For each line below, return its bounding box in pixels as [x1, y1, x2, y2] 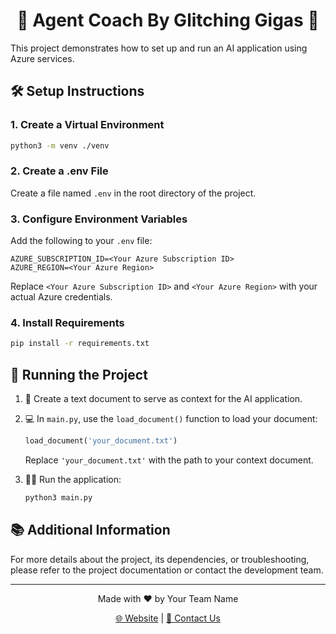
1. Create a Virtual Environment [10, 118, 165, 132]
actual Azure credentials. [10, 291, 113, 303]
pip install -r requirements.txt [10, 339, 150, 349]
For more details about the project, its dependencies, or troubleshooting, [10, 553, 310, 565]
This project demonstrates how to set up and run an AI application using [10, 42, 308, 54]
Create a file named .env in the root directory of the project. [10, 187, 257, 199]
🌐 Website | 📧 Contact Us [115, 612, 221, 624]
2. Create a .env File [10, 164, 109, 178]
